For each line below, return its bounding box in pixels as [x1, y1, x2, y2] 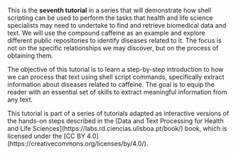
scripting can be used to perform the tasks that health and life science [7, 14, 213, 22]
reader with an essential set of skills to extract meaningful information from [7, 88, 227, 96]
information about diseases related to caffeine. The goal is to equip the [7, 80, 215, 88]
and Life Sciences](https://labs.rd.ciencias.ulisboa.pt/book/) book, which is [7, 124, 227, 132]
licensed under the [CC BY [7, 132, 85, 140]
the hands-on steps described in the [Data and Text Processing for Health [7, 117, 224, 125]
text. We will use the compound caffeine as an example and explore [7, 28, 205, 37]
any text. [7, 95, 33, 104]
